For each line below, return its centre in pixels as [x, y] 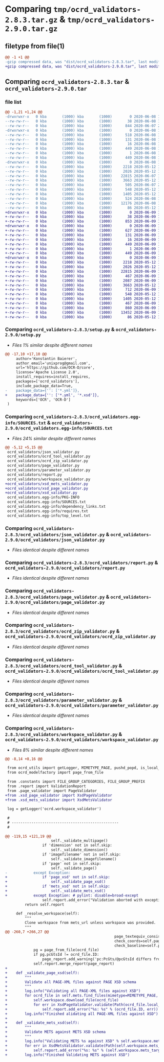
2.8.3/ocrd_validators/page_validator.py [55, 597]
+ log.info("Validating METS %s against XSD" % [62, 1041]
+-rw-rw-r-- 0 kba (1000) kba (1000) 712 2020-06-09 [81, 290]
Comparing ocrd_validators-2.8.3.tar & [67, 82]
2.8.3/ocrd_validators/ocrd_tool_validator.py [61, 666]
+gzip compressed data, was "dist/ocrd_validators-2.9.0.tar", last [76, 66]
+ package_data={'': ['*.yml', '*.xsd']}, [52, 395]
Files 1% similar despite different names [52, 345]
